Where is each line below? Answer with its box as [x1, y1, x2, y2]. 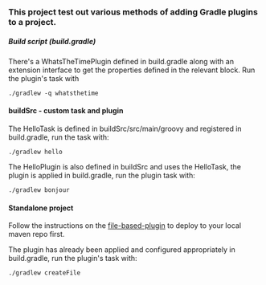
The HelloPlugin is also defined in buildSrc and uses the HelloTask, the [8, 162, 241, 172]
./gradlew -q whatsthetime [8, 89, 99, 97]
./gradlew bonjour [8, 186, 70, 194]
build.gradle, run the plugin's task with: [8, 254, 138, 263]
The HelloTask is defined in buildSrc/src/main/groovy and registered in [8, 124, 243, 134]
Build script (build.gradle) [8, 36, 96, 46]
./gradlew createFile [8, 269, 81, 277]
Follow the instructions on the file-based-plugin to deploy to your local [8, 221, 242, 230]
